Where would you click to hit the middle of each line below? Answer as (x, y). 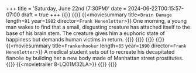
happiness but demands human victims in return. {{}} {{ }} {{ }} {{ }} (85, 39)
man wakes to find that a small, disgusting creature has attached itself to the (98, 27)
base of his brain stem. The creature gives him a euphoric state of (85, 33)
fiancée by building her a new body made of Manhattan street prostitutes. (95, 58)
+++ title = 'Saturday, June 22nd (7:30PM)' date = (66, 8)
